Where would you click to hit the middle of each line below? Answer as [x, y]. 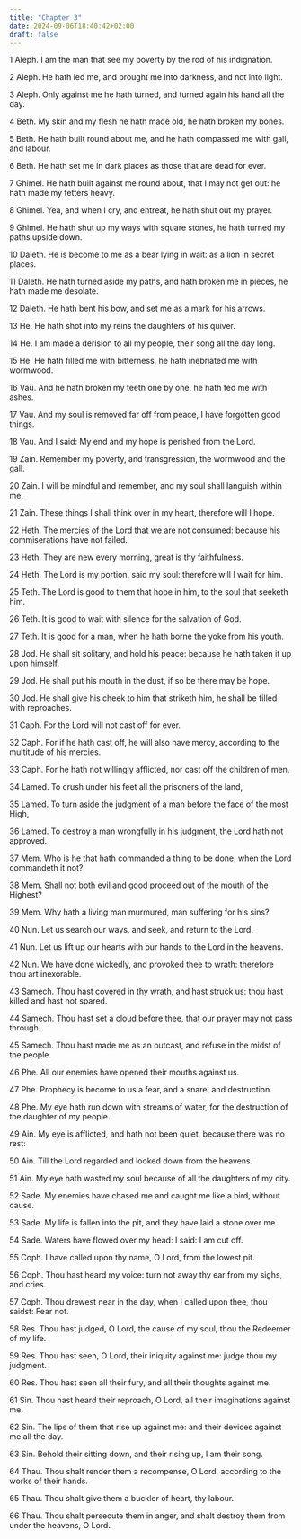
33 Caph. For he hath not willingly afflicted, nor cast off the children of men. [150, 770]
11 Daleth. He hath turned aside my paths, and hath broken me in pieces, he [149, 282]
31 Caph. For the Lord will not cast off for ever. [95, 725]
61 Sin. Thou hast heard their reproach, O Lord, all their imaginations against [150, 1400]
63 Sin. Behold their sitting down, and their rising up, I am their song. [136, 1454]
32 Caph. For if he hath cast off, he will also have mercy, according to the [145, 743]
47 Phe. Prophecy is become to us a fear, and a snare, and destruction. [141, 1090]
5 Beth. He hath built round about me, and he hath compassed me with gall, [149, 139]
